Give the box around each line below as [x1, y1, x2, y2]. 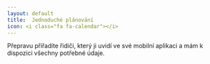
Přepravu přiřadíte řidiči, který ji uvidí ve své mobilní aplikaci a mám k [7, 42, 203, 50]
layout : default [7, 10, 54, 17]
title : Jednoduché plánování [7, 17, 94, 23]
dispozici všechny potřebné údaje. [7, 49, 105, 57]
